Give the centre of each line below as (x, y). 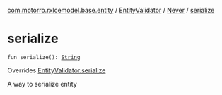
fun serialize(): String (44, 57)
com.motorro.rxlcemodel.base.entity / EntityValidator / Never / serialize (111, 10)
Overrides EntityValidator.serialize (57, 70)
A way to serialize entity (42, 84)
